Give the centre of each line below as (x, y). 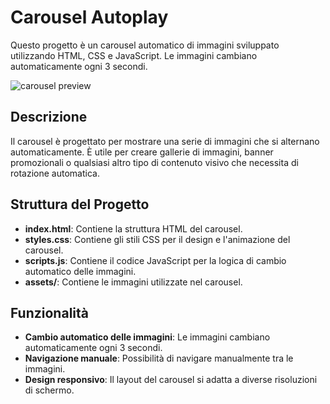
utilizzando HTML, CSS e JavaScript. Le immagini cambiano (134, 55)
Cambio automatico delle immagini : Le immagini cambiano (147, 337)
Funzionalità (49, 312)
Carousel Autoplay (89, 17)
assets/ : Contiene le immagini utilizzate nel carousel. (133, 282)
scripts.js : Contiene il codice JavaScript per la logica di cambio (155, 260)
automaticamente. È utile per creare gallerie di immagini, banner (142, 152)
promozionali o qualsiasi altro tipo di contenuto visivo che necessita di (154, 162)
